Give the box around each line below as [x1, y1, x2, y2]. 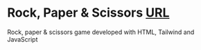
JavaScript [7, 35, 38, 43]
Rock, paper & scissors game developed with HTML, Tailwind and [7, 28, 195, 36]
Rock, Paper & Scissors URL [7, 5, 170, 21]
